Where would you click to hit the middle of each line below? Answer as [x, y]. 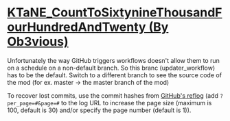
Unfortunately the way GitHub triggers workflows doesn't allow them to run [113, 60]
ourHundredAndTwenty [77, 27]
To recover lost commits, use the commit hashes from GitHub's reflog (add [113, 95]
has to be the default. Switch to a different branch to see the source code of [114, 75]
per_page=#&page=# [33, 103]
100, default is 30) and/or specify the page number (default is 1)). [99, 110]
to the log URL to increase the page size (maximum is [136, 103]
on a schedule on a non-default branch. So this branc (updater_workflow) [111, 68]
